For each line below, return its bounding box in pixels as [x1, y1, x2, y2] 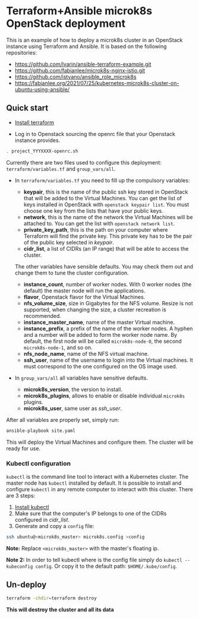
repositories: [6, 49, 37, 56]
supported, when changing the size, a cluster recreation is [23, 306, 166, 313]
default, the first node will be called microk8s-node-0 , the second [23, 337, 182, 345]
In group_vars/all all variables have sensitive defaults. [14, 374, 149, 381]
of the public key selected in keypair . [23, 239, 115, 246]
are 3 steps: [6, 492, 36, 499]
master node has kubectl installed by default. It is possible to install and [6, 479, 182, 487]
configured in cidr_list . [14, 516, 70, 523]
